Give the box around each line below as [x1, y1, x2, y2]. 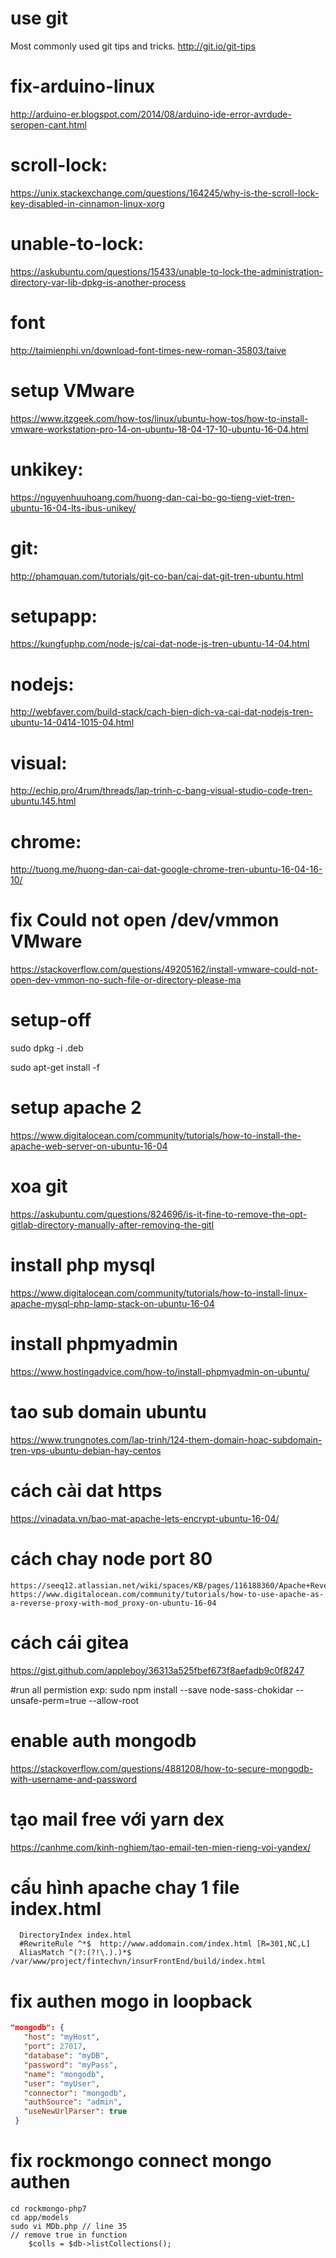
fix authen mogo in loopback [10, 1990, 253, 2012]
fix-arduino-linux [10, 75, 156, 98]
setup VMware [10, 379, 135, 402]
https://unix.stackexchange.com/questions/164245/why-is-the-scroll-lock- [10, 187, 320, 199]
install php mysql [10, 1254, 156, 1277]
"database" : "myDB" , [23, 2051, 110, 2061]
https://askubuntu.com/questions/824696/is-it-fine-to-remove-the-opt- [10, 1208, 308, 1220]
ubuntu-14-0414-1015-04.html [10, 717, 135, 729]
